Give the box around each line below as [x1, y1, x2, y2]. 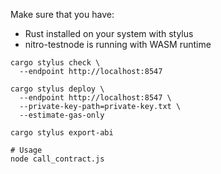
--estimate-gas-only [19, 110, 105, 120]
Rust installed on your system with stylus [24, 28, 194, 39]
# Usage [10, 145, 43, 155]
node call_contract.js [10, 154, 105, 164]
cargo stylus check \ [10, 58, 101, 68]
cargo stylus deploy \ [10, 84, 105, 94]
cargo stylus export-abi [10, 128, 114, 138]
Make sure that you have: [10, 9, 115, 20]
